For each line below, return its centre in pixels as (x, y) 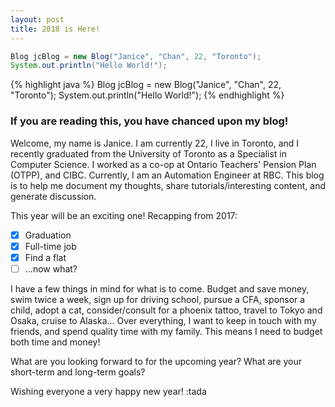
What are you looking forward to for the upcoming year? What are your (156, 361)
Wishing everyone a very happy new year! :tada (108, 391)
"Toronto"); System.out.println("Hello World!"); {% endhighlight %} (147, 95)
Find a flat (45, 257)
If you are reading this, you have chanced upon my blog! (149, 121)
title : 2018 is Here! (55, 29)
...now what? (51, 268)
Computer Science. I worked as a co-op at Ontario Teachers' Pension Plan (163, 164)
